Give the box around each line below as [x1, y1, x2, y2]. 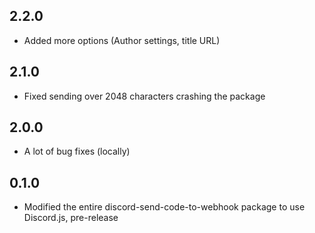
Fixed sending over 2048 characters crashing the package [23, 90, 266, 102]
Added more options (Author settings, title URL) [23, 34, 221, 46]
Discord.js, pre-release [23, 212, 119, 224]
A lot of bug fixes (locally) [23, 145, 131, 158]
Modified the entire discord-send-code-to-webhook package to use [23, 201, 306, 213]
